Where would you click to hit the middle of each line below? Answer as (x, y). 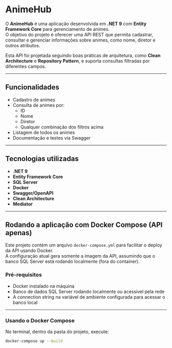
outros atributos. (23, 45)
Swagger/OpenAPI (33, 193)
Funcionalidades (33, 88)
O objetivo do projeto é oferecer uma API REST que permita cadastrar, (79, 34)
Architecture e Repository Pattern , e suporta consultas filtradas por (78, 61)
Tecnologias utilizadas (42, 159)
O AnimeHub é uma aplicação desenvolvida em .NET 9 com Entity (76, 24)
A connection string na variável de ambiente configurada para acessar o (89, 297)
